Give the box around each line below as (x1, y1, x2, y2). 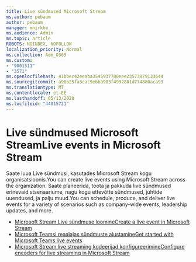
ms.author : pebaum (6, 14, 51, 20)
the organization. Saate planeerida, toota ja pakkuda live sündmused (6, 182, 171, 190)
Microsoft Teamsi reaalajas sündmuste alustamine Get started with (14, 231, 174, 238)
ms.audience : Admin (6, 30, 54, 36)
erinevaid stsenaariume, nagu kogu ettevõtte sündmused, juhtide (6, 188, 163, 195)
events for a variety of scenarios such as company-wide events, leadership (6, 201, 188, 208)
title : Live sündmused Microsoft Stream (6, 8, 106, 15)
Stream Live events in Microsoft (6, 138, 161, 152)
